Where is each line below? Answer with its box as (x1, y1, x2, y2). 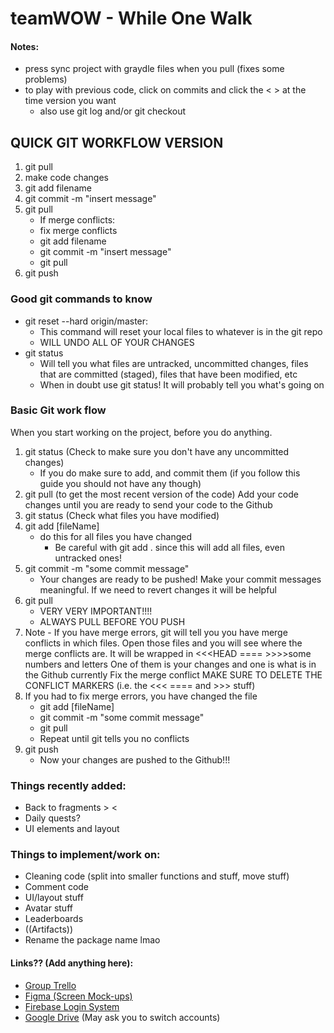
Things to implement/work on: (10, 848, 161, 862)
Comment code (24, 881, 90, 893)
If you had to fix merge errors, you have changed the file (24, 690, 258, 702)
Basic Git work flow (10, 403, 107, 417)
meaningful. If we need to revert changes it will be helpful (39, 583, 277, 596)
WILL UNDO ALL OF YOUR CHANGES (39, 336, 195, 348)
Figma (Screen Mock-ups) (24, 990, 133, 1002)
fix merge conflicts (39, 225, 118, 237)
